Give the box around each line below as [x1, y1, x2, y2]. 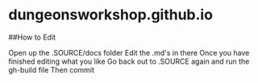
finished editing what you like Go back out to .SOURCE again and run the [8, 56, 250, 66]
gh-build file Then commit [8, 64, 95, 74]
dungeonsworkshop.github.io [8, 6, 214, 24]
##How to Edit [8, 32, 56, 42]
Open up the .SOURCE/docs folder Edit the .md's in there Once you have [8, 48, 250, 57]
